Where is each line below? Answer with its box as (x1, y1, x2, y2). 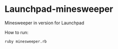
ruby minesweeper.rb (4, 39, 47, 44)
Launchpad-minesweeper (4, 3, 114, 15)
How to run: (4, 29, 29, 35)
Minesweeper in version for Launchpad (4, 20, 84, 26)
